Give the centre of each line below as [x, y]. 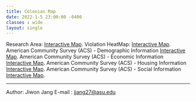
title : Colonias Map [31, 11]
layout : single [24, 28]
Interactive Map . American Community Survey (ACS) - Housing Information [96, 63]
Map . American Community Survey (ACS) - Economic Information [85, 57]
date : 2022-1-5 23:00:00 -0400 [44, 17]
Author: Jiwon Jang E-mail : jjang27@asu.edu [61, 92]
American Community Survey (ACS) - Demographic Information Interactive [96, 51]
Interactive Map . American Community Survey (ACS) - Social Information [94, 69]
